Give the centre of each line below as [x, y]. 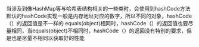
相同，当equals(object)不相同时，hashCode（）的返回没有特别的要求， [99, 31]
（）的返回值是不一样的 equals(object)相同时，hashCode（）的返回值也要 [97, 23]
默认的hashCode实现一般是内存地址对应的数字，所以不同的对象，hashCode [99, 16]
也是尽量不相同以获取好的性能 [48, 38]
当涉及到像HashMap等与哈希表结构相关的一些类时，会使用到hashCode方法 [98, 9]
